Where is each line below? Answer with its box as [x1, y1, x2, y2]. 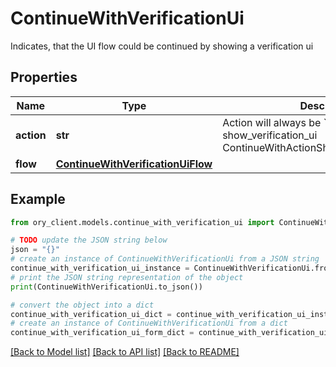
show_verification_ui [222, 128, 318, 142]
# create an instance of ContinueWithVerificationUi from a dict [10, 318, 288, 329]
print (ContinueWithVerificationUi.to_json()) [10, 282, 203, 292]
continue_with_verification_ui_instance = [10, 263, 190, 274]
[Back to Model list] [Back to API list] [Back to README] [10, 346, 240, 358]
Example [10, 191, 66, 208]
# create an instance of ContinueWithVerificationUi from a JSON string [10, 254, 320, 264]
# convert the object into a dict [10, 300, 155, 310]
